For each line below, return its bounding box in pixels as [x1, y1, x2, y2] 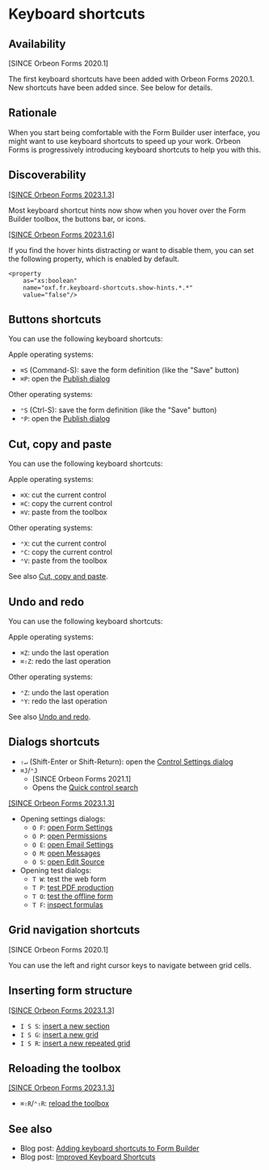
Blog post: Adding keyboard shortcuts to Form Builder [19, 1143, 200, 1153]
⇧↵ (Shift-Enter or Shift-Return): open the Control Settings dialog [19, 757, 233, 767]
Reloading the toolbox [8, 1061, 121, 1075]
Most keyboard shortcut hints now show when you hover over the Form [8, 205, 246, 215]
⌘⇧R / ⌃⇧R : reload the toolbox [19, 1099, 110, 1109]
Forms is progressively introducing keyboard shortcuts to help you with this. [8, 145, 261, 154]
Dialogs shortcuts [8, 735, 100, 749]
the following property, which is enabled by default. [8, 254, 180, 264]
